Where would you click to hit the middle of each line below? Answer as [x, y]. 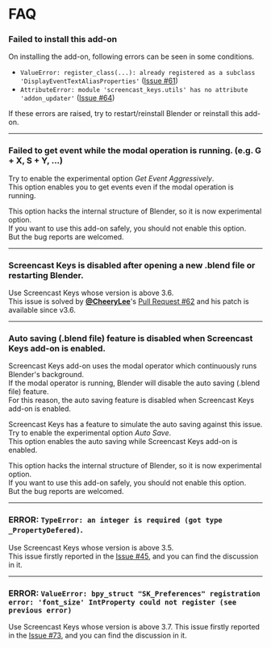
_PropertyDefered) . [46, 530]
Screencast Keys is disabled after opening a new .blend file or [132, 265]
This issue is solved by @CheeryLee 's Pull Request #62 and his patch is [129, 301]
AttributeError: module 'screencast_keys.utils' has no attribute [134, 90]
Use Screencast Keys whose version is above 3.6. [91, 293]
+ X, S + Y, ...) [35, 160]
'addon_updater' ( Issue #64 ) [67, 98]
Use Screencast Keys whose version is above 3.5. [91, 547]
